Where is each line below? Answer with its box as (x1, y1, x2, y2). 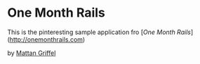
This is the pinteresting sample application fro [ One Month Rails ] (7, 28, 194, 36)
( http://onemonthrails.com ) (7, 35, 86, 43)
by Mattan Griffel (7, 49, 56, 57)
